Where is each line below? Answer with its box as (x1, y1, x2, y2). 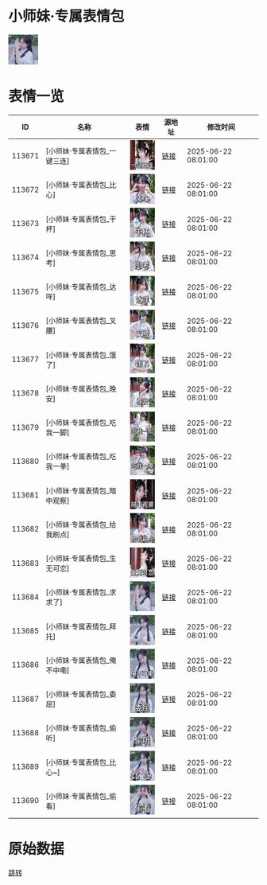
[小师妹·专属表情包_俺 (45, 655, 117, 665)
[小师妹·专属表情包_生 (45, 554, 117, 563)
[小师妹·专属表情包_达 (45, 282, 117, 291)
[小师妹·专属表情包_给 (45, 519, 117, 529)
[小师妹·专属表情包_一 (45, 146, 117, 156)
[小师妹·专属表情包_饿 (45, 349, 117, 359)
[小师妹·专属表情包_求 (45, 587, 117, 597)
